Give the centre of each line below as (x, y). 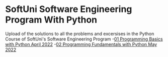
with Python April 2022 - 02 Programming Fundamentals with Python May (81, 44)
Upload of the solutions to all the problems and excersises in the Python (80, 33)
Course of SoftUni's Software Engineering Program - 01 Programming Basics (84, 39)
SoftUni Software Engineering (69, 9)
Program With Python (51, 20)
